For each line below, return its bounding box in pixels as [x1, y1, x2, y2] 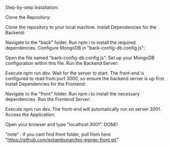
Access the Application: [5, 112, 55, 117]
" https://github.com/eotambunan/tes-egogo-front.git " [5, 137, 119, 142]
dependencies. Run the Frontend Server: [5, 96, 91, 102]
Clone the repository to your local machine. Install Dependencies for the [5, 24, 157, 30]
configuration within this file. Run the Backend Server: [5, 60, 119, 66]
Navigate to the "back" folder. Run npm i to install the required [5, 39, 136, 45]
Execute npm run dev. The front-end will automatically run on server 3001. [5, 106, 162, 112]
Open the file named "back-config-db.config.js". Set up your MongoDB [5, 55, 155, 61]
